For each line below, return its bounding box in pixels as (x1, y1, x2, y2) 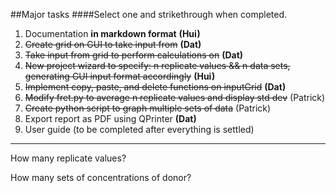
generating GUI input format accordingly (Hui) (24, 70, 216, 82)
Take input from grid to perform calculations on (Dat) (24, 49, 244, 61)
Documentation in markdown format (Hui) (24, 28, 201, 39)
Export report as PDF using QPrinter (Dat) (24, 113, 197, 124)
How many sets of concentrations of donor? (10, 172, 192, 183)
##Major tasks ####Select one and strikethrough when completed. (10, 9, 287, 20)
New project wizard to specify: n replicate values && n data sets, (24, 60, 291, 71)
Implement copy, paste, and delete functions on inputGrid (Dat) (24, 81, 287, 93)
